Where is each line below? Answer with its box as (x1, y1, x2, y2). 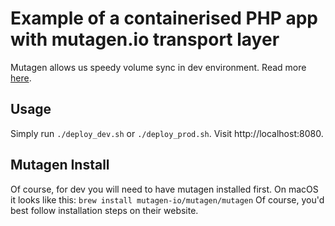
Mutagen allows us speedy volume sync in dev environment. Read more (10, 61, 307, 73)
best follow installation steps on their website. (10, 204, 199, 216)
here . (10, 72, 32, 84)
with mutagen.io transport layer (10, 28, 280, 51)
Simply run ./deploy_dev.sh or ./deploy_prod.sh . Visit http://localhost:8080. (10, 127, 324, 139)
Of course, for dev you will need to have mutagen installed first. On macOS (10, 183, 319, 195)
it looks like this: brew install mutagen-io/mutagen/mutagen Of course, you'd (10, 193, 325, 206)
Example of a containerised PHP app (10, 7, 318, 30)
